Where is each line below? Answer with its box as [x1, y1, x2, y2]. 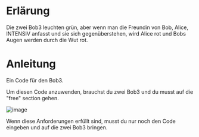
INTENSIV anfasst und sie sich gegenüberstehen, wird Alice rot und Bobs [6, 30, 186, 37]
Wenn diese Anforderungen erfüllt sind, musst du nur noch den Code [6, 117, 176, 125]
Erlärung [6, 4, 50, 18]
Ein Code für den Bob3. [6, 77, 64, 84]
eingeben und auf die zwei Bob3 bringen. [6, 123, 108, 131]
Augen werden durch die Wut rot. [6, 36, 88, 43]
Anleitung [6, 58, 56, 71]
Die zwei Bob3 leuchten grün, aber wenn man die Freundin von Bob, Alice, [6, 24, 189, 31]
